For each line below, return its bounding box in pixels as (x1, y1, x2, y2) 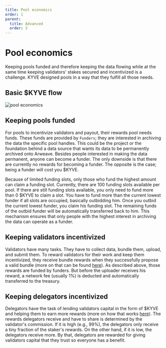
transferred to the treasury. (5, 278, 61, 284)
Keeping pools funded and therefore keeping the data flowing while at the (5, 64, 156, 70)
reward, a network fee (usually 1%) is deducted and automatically (5, 272, 139, 279)
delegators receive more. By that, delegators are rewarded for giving (5, 332, 146, 338)
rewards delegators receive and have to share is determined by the (5, 316, 143, 322)
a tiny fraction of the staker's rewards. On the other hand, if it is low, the (5, 327, 152, 333)
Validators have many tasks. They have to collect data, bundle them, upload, (5, 246, 162, 252)
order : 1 (5, 12, 23, 17)
